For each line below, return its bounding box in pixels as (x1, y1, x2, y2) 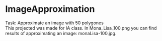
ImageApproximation (5, 3, 95, 15)
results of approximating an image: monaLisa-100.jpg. (5, 30, 117, 36)
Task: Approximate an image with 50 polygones (5, 20, 104, 26)
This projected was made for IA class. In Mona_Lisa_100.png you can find (5, 25, 157, 31)
